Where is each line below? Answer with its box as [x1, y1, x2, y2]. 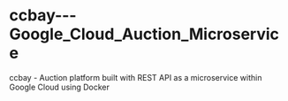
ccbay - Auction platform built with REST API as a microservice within [9, 72, 262, 82]
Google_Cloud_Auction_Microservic [9, 24, 280, 44]
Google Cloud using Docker [9, 82, 110, 92]
